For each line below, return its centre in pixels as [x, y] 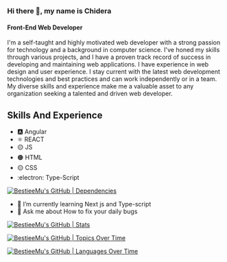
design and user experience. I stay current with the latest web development [114, 72]
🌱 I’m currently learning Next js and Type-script [84, 204]
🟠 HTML [29, 157]
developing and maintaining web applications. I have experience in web [108, 64]
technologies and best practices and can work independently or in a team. [112, 79]
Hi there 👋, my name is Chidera [59, 11]
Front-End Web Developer [45, 27]
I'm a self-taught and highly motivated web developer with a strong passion [114, 43]
